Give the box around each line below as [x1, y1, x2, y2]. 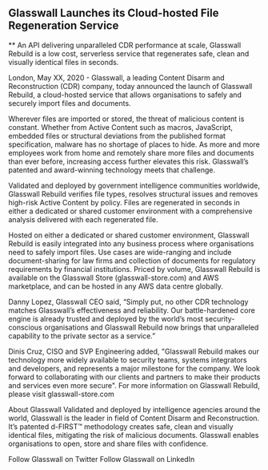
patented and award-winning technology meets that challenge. [8, 164, 216, 175]
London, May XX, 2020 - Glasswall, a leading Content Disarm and [8, 72, 226, 83]
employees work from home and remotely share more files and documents [8, 148, 254, 157]
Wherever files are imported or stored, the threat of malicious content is [8, 114, 245, 124]
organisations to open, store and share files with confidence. [8, 439, 209, 448]
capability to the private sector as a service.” [8, 330, 156, 340]
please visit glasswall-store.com [8, 389, 114, 399]
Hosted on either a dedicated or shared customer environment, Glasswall [8, 230, 250, 240]
